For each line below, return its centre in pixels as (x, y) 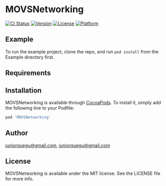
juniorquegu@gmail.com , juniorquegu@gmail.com (58, 145)
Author (17, 133)
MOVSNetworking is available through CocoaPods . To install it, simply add (83, 102)
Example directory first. (30, 57)
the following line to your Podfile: (40, 108)
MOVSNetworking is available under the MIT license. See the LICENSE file (83, 173)
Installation (23, 90)
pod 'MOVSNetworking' (28, 117)
